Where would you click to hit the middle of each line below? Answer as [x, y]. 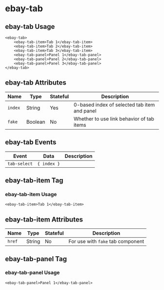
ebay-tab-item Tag [34, 181]
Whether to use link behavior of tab [114, 119]
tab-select [20, 164]
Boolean [36, 122]
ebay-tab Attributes [36, 83]
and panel [85, 111]
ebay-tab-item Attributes [44, 219]
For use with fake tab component [106, 242]
